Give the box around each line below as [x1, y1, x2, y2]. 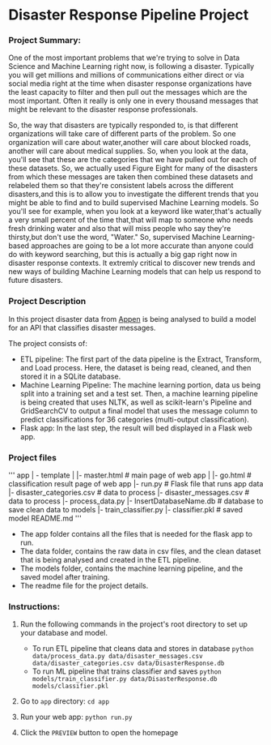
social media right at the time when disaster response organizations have [8, 79, 252, 88]
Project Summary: [8, 35, 82, 46]
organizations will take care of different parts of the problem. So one [8, 129, 236, 139]
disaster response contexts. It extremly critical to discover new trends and [8, 258, 256, 268]
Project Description [8, 296, 87, 307]
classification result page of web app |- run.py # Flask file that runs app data [8, 479, 264, 489]
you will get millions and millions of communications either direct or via [8, 71, 244, 80]
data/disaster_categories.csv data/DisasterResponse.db [32, 659, 225, 668]
